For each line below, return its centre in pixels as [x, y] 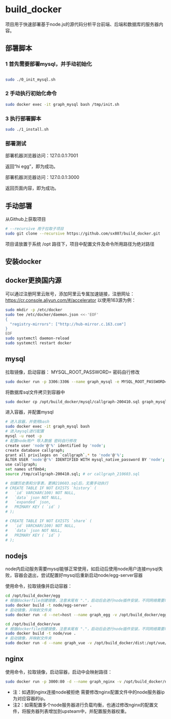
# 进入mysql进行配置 [25, 431]
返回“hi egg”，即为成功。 [32, 167]
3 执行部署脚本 [23, 119]
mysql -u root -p [24, 436]
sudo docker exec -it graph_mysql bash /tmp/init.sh [62, 104]
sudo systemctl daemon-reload [37, 338]
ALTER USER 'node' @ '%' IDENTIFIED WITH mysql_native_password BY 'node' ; [85, 460]
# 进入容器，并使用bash [27, 422]
